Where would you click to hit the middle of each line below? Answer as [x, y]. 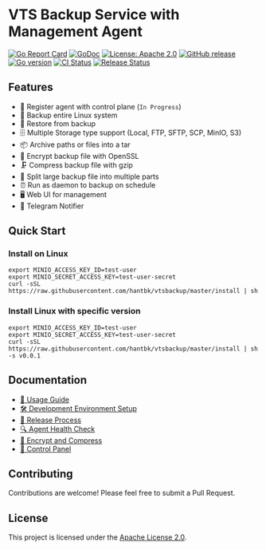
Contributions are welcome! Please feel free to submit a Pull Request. [122, 493]
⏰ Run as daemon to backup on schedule [88, 184]
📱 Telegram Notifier [52, 206]
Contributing [41, 474]
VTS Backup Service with [94, 15]
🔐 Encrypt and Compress [61, 440]
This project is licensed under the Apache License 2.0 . [98, 537]
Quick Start [37, 231]
